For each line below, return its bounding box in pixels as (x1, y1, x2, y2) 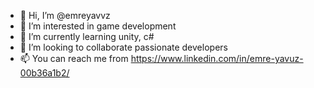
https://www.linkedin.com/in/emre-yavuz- (130, 53, 304, 64)
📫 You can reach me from (19, 53, 129, 64)
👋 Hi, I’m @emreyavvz (19, 10, 111, 21)
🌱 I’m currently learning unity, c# (19, 31, 155, 42)
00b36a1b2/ (19, 67, 70, 79)
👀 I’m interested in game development (19, 20, 177, 32)
